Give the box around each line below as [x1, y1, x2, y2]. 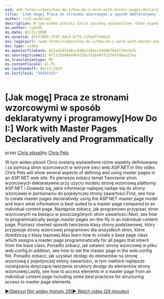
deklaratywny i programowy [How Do [5, 113, 157, 124]
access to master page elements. [5, 278, 72, 284]
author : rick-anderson [5, 16, 51, 21]
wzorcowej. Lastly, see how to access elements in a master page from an [5, 268, 151, 274]
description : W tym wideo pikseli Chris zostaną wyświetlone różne [5, 21, 145, 26]
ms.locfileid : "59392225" [5, 71, 58, 76]
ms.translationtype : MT [5, 57, 54, 62]
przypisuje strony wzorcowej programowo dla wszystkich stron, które [5, 227, 145, 232]
